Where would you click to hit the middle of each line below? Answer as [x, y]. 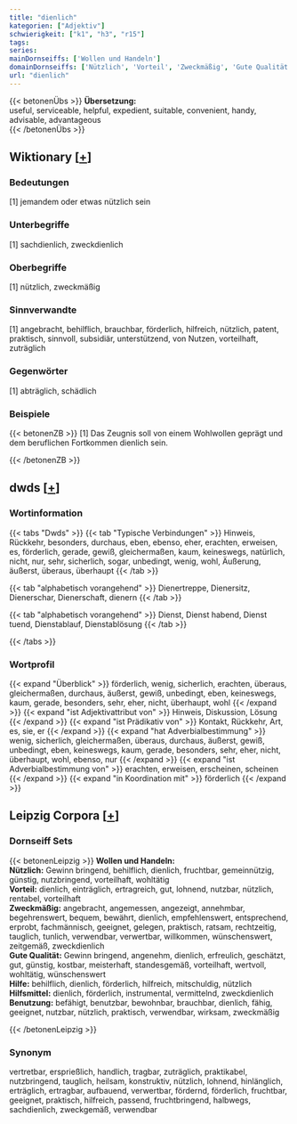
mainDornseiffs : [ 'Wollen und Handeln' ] [85, 59]
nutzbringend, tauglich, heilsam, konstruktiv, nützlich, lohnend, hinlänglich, [146, 1081]
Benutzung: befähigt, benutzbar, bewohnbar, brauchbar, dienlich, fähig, [141, 1002]
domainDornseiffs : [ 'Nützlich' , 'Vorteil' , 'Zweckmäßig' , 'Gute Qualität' [151, 68]
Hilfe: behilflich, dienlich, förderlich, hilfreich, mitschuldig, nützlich [131, 983]
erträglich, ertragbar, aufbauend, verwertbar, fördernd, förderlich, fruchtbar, [148, 1090]
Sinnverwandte [43, 310]
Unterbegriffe [39, 225]
